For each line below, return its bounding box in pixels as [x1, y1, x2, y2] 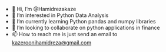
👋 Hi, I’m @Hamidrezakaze [11, 6, 77, 12]
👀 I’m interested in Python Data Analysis [11, 12, 109, 19]
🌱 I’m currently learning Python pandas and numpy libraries [11, 18, 156, 25]
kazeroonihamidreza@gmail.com [11, 39, 92, 46]
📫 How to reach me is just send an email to [11, 31, 118, 37]
